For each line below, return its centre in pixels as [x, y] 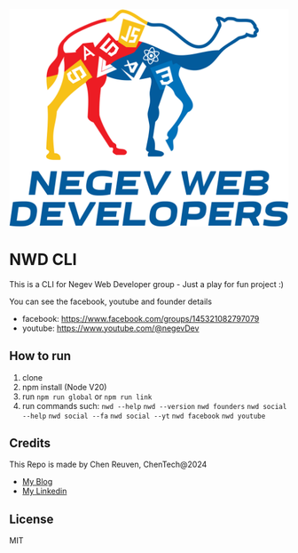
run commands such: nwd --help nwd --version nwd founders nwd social [154, 405]
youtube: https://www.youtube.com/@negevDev [110, 328]
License [31, 519]
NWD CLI [43, 259]
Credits [30, 443]
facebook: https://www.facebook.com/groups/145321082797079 [141, 318]
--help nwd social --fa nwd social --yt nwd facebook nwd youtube [144, 416]
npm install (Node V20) [64, 387]
